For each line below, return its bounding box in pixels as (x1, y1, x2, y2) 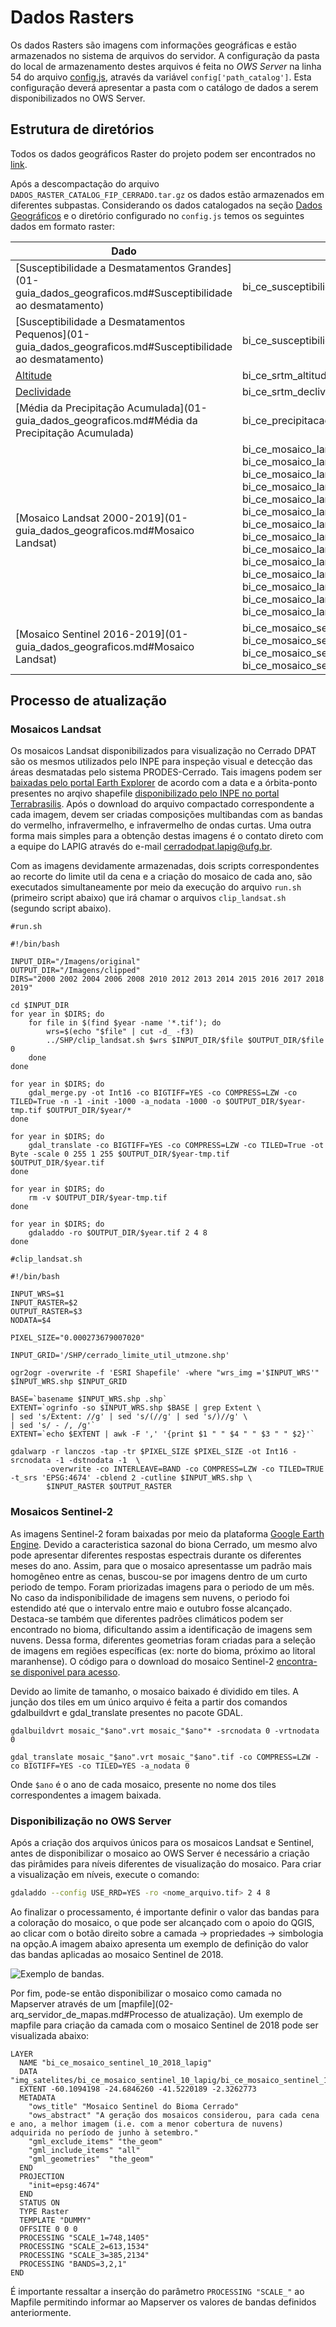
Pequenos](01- (15, 327, 91, 341)
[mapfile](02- (118, 1997, 174, 2010)
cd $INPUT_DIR (10, 1001, 70, 1011)
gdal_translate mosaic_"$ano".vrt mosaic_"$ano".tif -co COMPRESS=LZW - (10, 1752, 320, 1762)
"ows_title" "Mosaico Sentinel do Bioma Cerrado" (28, 2101, 240, 2111)
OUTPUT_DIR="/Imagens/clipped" (10, 966, 141, 976)
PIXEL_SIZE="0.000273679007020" (10, 1333, 145, 1343)
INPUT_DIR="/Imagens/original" (10, 957, 141, 967)
